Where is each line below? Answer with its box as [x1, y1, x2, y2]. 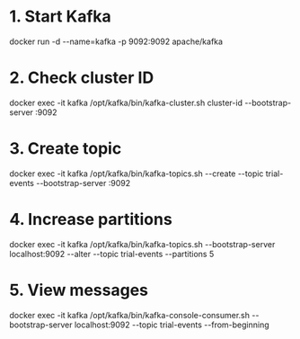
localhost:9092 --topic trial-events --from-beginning [74, 319, 269, 330]
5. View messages [9, 280, 149, 300]
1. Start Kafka [9, 6, 112, 27]
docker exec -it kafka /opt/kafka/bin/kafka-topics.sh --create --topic [9, 168, 264, 179]
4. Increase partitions [9, 210, 172, 229]
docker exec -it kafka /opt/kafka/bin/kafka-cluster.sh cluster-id [9, 97, 243, 108]
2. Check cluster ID [9, 67, 154, 88]
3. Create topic [9, 138, 122, 159]
